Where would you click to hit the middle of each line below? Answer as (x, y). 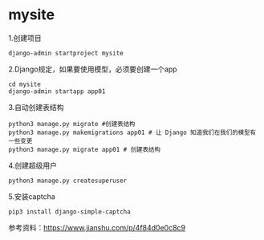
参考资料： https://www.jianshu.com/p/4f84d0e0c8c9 (97, 227)
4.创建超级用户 (33, 165)
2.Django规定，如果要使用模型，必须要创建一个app (93, 69)
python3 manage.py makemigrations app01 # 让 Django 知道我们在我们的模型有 (132, 132)
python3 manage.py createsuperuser (68, 181)
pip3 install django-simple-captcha (69, 212)
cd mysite (25, 84)
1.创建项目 (25, 38)
